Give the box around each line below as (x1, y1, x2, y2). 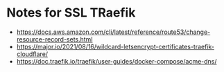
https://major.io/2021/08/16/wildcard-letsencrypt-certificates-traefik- (16, 42, 215, 51)
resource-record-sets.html (16, 35, 93, 43)
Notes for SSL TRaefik (6, 5, 136, 21)
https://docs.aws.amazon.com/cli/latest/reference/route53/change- (16, 28, 211, 36)
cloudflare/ (16, 50, 49, 58)
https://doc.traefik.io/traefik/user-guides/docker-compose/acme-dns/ (16, 57, 217, 65)
